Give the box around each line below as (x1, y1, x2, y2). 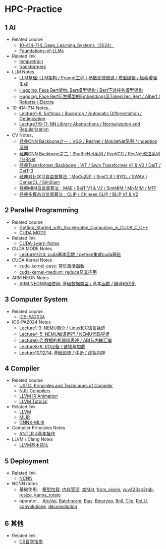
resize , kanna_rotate (19, 492, 61, 498)
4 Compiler (4, 365, 40, 373)
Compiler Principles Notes (11, 425, 65, 431)
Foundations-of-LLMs (19, 48, 64, 54)
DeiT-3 (19, 168, 34, 174)
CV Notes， (11, 132, 36, 138)
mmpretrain (19, 59, 43, 64)
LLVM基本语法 (19, 442, 49, 448)
